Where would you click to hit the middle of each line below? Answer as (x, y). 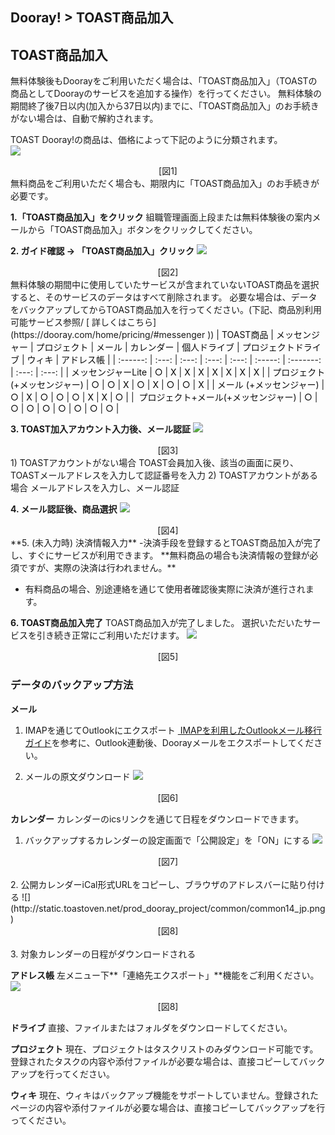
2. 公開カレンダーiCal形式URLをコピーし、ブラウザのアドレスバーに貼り (159, 884)
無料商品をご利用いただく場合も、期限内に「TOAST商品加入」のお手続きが (165, 184)
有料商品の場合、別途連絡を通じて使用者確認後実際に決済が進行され (165, 589)
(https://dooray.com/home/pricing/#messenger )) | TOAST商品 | (142, 335)
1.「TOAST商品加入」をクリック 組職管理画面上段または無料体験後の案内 (161, 217)
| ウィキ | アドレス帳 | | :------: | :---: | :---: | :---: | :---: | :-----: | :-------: (171, 360)
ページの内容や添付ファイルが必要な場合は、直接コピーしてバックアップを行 (168, 1107)
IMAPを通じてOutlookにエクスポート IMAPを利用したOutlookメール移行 (173, 730)
